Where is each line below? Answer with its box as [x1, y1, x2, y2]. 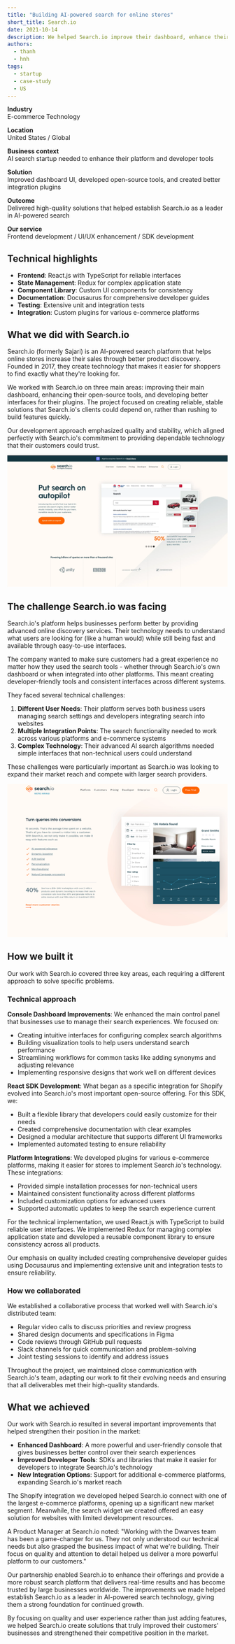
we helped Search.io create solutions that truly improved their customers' [7, 1622, 219, 1630]
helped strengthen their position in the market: [7, 1427, 141, 1436]
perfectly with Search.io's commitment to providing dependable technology [7, 434, 225, 442]
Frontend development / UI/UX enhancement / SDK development [7, 232, 194, 241]
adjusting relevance [17, 1061, 75, 1069]
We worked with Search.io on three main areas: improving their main [7, 383, 204, 391]
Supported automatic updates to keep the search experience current [17, 1204, 215, 1212]
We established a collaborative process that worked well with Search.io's [7, 1302, 218, 1310]
